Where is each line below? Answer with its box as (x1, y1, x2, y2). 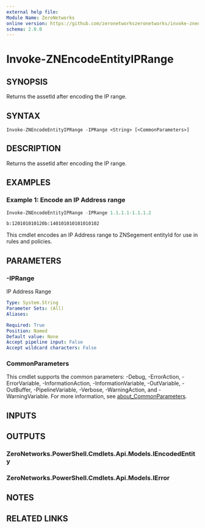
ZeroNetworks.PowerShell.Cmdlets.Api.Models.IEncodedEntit (6, 450, 195, 458)
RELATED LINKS (6, 513, 68, 524)
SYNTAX (6, 111, 41, 121)
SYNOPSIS (6, 76, 48, 87)
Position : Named (6, 328, 48, 334)
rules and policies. (6, 238, 52, 245)
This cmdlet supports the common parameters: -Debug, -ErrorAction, (6, 373, 181, 381)
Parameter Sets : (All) (6, 305, 64, 311)
